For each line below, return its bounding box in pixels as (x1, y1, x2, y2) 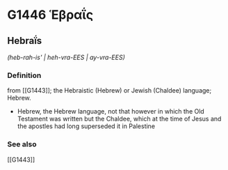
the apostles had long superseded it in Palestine (17, 122, 155, 130)
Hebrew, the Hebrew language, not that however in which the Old (17, 107, 205, 116)
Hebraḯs (7, 35, 42, 47)
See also (7, 139, 37, 149)
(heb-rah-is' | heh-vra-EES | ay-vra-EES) (7, 53, 125, 61)
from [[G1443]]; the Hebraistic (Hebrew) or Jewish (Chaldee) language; (7, 86, 212, 95)
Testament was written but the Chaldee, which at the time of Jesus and (17, 115, 222, 123)
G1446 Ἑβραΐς (7, 7, 94, 23)
